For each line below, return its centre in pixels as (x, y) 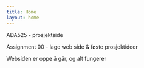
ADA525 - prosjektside (35, 35)
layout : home (23, 18)
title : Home (21, 12)
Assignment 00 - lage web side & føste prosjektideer (72, 47)
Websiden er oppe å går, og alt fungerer (57, 58)
